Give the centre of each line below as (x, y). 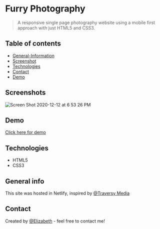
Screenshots (25, 93)
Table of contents (33, 44)
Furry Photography (45, 9)
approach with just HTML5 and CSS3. (56, 27)
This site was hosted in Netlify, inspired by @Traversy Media (67, 193)
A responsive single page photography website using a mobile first (86, 22)
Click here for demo (25, 132)
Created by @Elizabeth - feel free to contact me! (55, 221)
